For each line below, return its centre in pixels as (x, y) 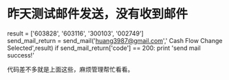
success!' (21, 55)
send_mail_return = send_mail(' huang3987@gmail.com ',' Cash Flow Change (115, 40)
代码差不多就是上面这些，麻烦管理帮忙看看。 (70, 69)
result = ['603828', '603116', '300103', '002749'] (76, 33)
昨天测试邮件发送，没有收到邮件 (98, 14)
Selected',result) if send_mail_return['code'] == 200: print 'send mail (104, 48)
